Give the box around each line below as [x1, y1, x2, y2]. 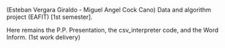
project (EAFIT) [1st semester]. [6, 13, 93, 21]
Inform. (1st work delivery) [6, 33, 81, 41]
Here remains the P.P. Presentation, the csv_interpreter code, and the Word [6, 26, 219, 34]
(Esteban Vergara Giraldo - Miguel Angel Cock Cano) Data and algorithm [6, 6, 212, 14]
